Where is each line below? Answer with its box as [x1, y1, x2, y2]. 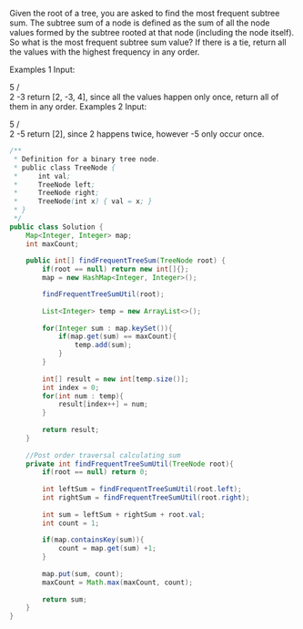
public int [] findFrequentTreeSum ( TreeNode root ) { [25, 256, 226, 265]
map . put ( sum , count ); [42, 569, 125, 578]
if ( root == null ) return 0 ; [42, 468, 148, 477]
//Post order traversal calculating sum [25, 450, 181, 459]
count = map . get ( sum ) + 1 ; [57, 544, 157, 553]
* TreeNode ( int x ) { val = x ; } [13, 197, 153, 206]
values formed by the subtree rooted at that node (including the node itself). [9, 27, 295, 37]
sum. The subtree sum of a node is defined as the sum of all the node [9, 17, 270, 28]
